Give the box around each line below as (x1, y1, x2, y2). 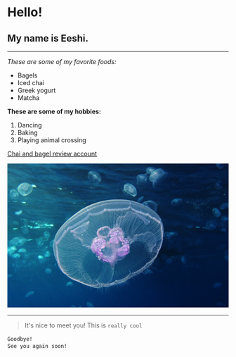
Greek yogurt (17, 86, 56, 94)
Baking (17, 128, 38, 137)
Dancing (17, 121, 42, 129)
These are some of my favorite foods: (7, 58, 117, 65)
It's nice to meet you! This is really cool (24, 321, 143, 330)
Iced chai (17, 79, 44, 87)
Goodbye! (7, 336, 33, 343)
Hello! (7, 4, 43, 20)
